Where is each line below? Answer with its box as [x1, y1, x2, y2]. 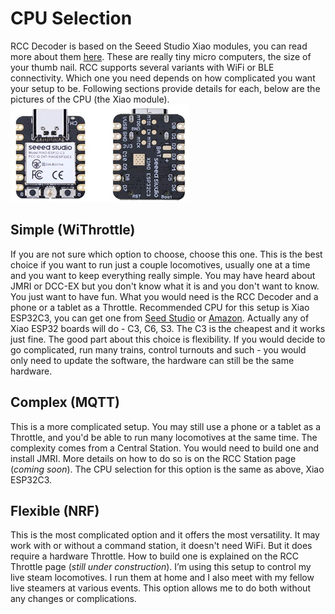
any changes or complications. [10, 593, 137, 605]
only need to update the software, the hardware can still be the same [10, 354, 295, 366]
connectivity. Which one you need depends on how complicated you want [10, 72, 316, 84]
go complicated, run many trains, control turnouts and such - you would [10, 343, 307, 356]
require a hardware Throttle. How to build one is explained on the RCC [10, 550, 300, 562]
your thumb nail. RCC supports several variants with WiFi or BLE [10, 61, 275, 73]
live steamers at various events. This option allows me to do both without [10, 582, 311, 594]
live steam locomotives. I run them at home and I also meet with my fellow [10, 572, 315, 584]
